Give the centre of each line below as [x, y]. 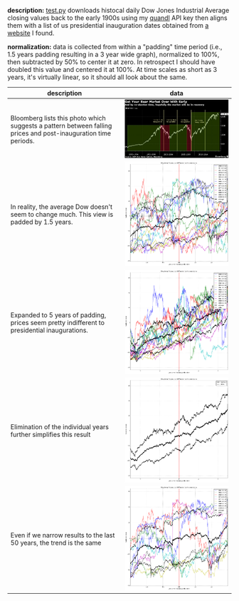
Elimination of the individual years [59, 426]
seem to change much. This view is [62, 215]
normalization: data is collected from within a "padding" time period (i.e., [115, 47]
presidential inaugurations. [49, 330]
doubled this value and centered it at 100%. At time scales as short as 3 [112, 70]
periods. [22, 140]
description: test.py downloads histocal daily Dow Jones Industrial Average [118, 10]
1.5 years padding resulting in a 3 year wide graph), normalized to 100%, [113, 54]
